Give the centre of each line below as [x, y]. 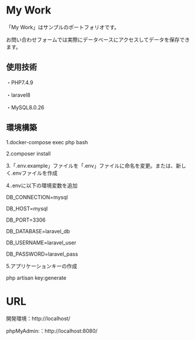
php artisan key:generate [36, 278]
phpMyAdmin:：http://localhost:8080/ [52, 331]
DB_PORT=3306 [26, 220]
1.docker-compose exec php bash [47, 142]
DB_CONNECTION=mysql [37, 197]
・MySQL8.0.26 [25, 107]
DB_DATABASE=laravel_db [38, 231]
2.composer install [28, 154]
